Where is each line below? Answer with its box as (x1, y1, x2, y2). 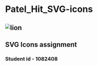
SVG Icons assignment (5, 40, 77, 48)
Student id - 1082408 (5, 55, 58, 62)
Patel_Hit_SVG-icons (5, 3, 93, 15)
